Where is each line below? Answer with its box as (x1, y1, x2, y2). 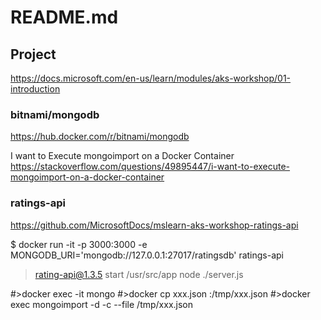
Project (10, 46, 57, 63)
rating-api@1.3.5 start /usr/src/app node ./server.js (34, 268, 244, 280)
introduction (10, 83, 61, 95)
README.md (10, 6, 119, 29)
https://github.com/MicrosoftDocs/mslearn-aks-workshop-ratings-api (10, 219, 299, 231)
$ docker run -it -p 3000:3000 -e (10, 238, 148, 250)
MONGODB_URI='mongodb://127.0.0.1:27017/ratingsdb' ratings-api (10, 249, 285, 261)
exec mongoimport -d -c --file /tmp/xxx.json (10, 298, 194, 310)
